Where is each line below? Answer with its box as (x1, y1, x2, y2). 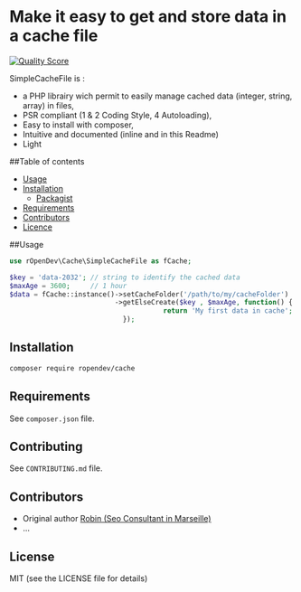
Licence (22, 221, 52, 232)
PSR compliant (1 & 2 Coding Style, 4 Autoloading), (22, 109, 212, 120)
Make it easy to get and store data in (9, 6, 287, 27)
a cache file (9, 25, 99, 46)
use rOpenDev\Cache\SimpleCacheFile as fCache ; (9, 256, 193, 266)
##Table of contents (9, 155, 85, 166)
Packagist (35, 193, 73, 203)
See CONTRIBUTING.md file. (9, 463, 103, 474)
